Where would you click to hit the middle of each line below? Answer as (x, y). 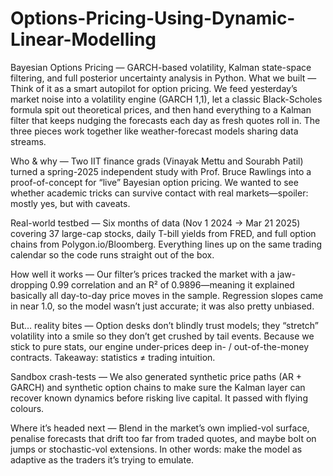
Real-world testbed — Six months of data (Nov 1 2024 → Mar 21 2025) (155, 223)
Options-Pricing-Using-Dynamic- (153, 18)
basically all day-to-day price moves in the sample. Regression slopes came (167, 295)
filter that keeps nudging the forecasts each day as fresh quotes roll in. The (165, 120)
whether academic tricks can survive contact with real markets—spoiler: (159, 193)
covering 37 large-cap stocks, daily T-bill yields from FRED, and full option (163, 233)
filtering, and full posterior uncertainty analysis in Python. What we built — (163, 78)
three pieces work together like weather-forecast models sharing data (154, 131)
